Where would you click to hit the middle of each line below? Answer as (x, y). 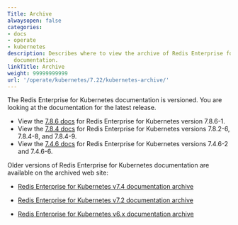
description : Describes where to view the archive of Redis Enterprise (115, 54)
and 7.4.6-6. (35, 152)
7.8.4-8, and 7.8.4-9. (47, 136)
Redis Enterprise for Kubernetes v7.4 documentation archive (106, 187)
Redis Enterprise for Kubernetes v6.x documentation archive (106, 214)
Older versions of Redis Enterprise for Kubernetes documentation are (108, 165)
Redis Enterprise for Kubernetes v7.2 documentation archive (105, 200)
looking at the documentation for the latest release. (82, 108)
